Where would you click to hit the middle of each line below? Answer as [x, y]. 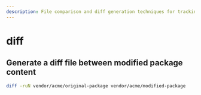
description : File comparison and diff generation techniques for [91, 12]
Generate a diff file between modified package [95, 63]
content [21, 72]
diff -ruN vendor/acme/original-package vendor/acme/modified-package [96, 86]
